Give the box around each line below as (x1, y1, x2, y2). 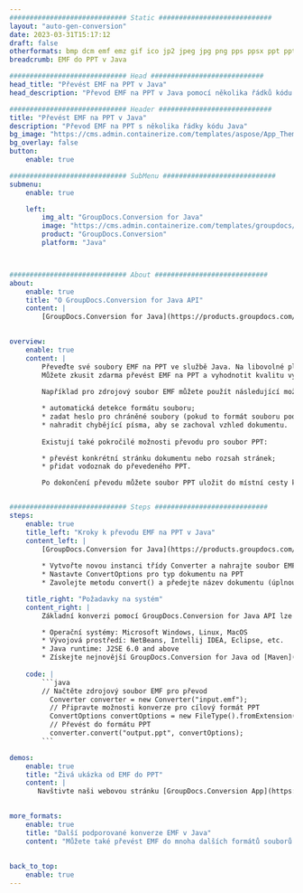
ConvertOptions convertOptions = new (49, 711, 192, 721)
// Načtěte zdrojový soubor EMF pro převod (41, 686, 207, 696)
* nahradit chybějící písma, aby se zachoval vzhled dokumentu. (41, 420, 289, 429)
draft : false (9, 38, 59, 48)
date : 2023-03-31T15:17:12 (9, 30, 111, 39)
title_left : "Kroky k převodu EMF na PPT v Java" (25, 528, 216, 537)
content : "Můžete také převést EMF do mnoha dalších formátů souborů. (25, 837, 297, 846)
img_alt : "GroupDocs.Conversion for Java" (41, 213, 204, 222)
